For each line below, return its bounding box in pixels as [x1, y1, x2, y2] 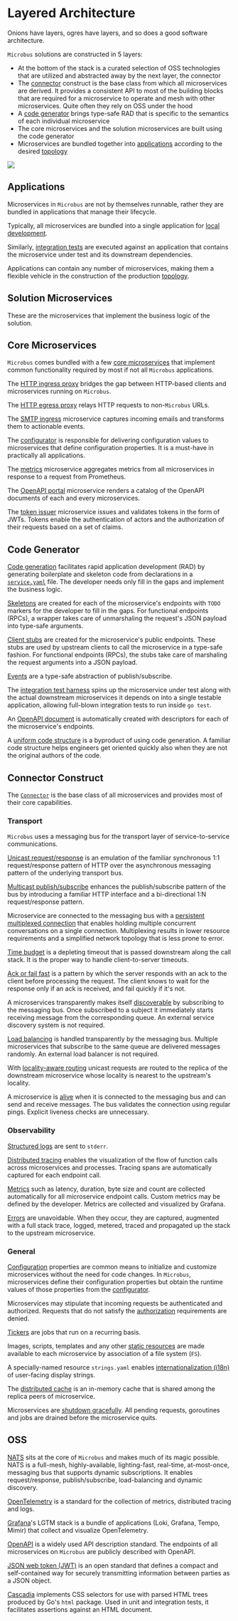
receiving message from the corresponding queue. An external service [7, 1013, 215, 1022]
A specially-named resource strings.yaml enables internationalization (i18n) [7, 1362, 230, 1372]
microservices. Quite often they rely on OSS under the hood [17, 101, 193, 110]
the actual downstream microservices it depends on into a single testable [7, 693, 222, 702]
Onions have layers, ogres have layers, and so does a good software [7, 28, 208, 37]
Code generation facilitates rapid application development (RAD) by [7, 563, 205, 571]
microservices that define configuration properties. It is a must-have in [7, 444, 215, 452]
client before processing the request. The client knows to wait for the [7, 977, 210, 986]
